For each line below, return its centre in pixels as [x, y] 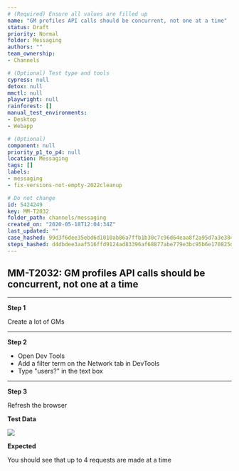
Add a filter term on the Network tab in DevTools [89, 364]
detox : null [25, 86]
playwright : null [33, 100]
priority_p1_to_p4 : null [44, 152]
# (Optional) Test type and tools [59, 73]
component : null [31, 145]
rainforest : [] [30, 106]
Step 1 [17, 308]
